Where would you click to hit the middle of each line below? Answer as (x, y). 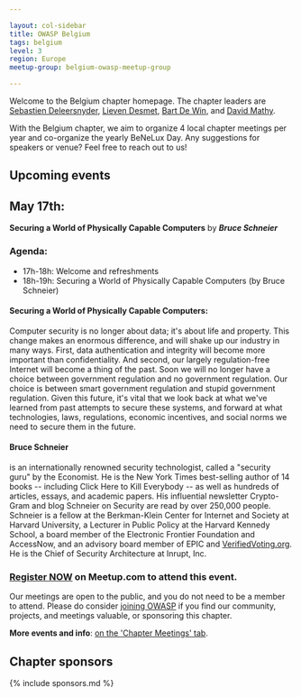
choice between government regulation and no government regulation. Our (149, 379)
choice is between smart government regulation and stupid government (142, 388)
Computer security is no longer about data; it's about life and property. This (150, 331)
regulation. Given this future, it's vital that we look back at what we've (138, 398)
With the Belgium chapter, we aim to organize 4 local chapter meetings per (148, 128)
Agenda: (28, 252)
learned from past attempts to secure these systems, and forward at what (146, 408)
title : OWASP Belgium (50, 34)
